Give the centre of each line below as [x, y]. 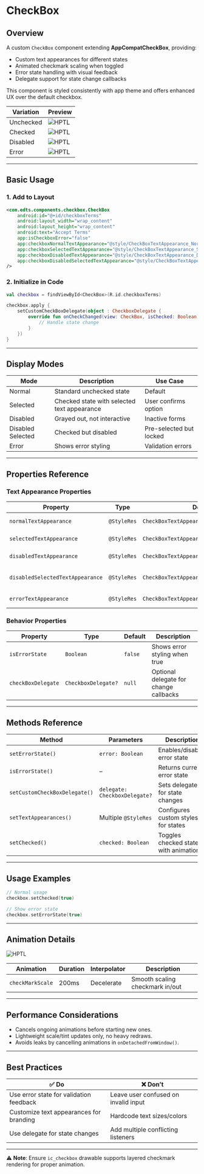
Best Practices [34, 1067]
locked [154, 437]
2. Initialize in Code [35, 282]
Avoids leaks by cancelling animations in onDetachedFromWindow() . [97, 1043]
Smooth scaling [154, 979]
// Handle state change [69, 323]
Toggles [170, 835]
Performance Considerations [62, 1015]
